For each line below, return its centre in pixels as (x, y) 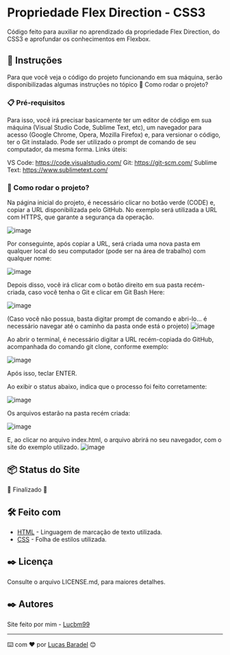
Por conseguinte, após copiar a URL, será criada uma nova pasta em (104, 244)
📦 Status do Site (43, 469)
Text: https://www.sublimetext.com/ (57, 170)
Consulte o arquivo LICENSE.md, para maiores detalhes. (86, 582)
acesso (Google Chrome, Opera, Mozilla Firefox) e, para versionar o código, (114, 135)
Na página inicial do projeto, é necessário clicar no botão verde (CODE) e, (111, 203)
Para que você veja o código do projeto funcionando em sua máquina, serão (115, 77)
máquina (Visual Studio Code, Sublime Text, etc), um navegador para (104, 128)
